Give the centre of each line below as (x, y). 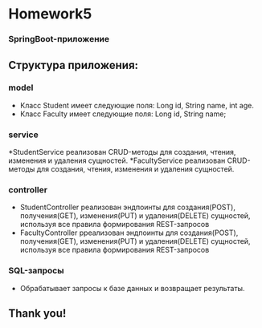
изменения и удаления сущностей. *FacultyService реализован (117, 160)
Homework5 (50, 14)
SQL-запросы (36, 271)
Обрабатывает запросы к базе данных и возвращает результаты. (132, 288)
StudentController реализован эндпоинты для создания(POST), (127, 207)
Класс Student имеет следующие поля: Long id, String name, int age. (137, 105)
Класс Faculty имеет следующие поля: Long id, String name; (123, 114)
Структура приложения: (74, 65)
